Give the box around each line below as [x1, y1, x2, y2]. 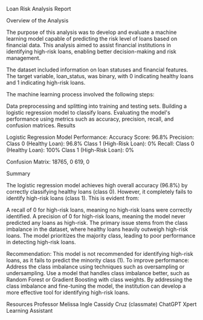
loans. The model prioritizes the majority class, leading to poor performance [6, 232, 196, 239]
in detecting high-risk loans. [6, 239, 76, 245]
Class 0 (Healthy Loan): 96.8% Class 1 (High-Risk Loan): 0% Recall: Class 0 [6, 140, 195, 147]
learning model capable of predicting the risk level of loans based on [6, 35, 178, 42]
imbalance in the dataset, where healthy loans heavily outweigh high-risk [6, 225, 188, 233]
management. [6, 55, 41, 61]
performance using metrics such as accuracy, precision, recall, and [6, 115, 174, 122]
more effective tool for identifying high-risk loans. [6, 289, 130, 296]
